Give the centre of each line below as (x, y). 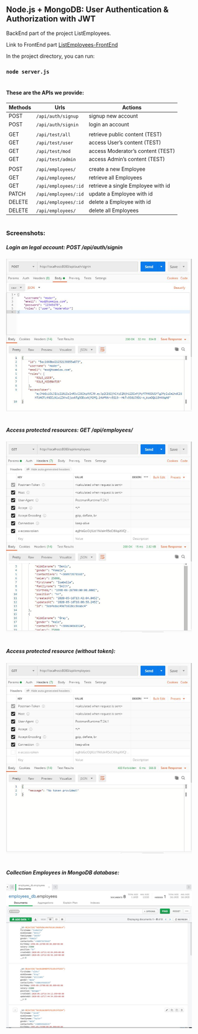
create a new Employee (117, 169)
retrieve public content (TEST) (125, 135)
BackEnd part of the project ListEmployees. (59, 33)
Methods (20, 107)
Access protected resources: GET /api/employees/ (70, 430)
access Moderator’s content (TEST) (132, 151)
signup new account (113, 116)
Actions (132, 107)
